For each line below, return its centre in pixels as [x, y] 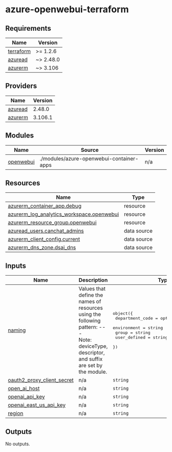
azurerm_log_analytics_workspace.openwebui [63, 214]
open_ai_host [24, 389]
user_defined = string [141, 338]
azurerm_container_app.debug [45, 206]
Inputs [16, 266]
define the [91, 295]
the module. [93, 372]
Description [93, 280]
